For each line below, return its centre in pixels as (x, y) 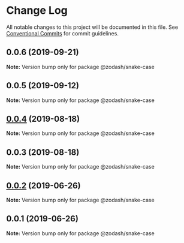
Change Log (37, 10)
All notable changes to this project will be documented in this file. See (92, 27)
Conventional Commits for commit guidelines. (62, 33)
